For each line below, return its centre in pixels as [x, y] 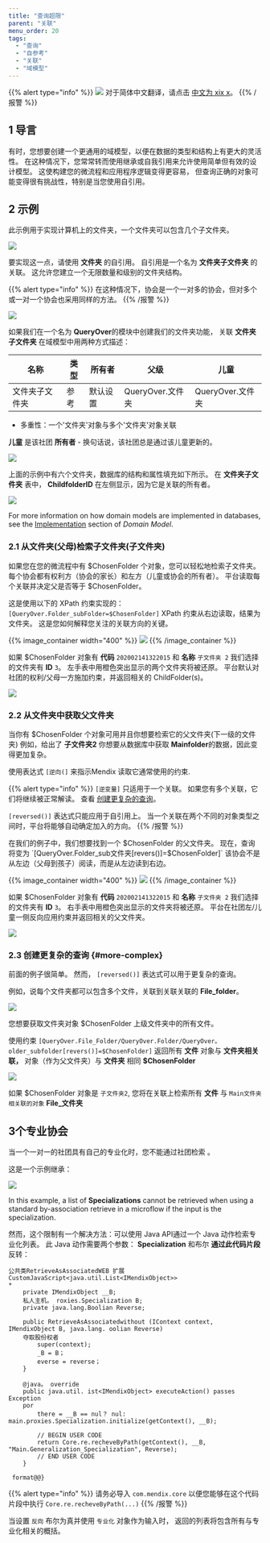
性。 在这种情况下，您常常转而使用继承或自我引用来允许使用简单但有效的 [129, 161]
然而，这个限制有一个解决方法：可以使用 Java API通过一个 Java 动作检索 [129, 1234]
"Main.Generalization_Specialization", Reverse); [93, 1449]
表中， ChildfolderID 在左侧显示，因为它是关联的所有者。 [119, 485]
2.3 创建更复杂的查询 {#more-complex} [86, 954]
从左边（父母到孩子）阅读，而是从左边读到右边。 [89, 863]
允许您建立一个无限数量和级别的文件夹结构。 [112, 272]
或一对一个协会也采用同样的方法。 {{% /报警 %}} [89, 300]
